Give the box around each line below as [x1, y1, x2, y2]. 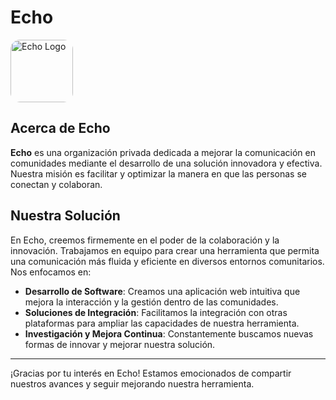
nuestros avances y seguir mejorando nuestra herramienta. [10, 377, 255, 390]
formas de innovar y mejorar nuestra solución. [24, 338, 216, 350]
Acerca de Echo [10, 120, 111, 137]
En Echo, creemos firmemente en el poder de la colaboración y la [10, 234, 280, 246]
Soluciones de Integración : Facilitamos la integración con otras [24, 306, 288, 318]
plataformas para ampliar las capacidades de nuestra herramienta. [24, 317, 300, 329]
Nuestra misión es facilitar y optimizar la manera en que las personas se [10, 167, 307, 180]
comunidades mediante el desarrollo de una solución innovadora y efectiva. [10, 157, 323, 169]
